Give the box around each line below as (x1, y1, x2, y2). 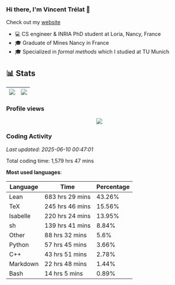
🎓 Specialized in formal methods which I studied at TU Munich (14, 48, 170, 55)
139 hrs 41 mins (44, 221, 91, 230)
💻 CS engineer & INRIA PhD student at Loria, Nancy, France (14, 31, 161, 38)
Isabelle (9, 212, 31, 220)
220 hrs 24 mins (44, 212, 91, 220)
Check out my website (6, 19, 61, 26)
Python (9, 240, 30, 248)
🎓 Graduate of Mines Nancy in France (14, 40, 109, 47)
